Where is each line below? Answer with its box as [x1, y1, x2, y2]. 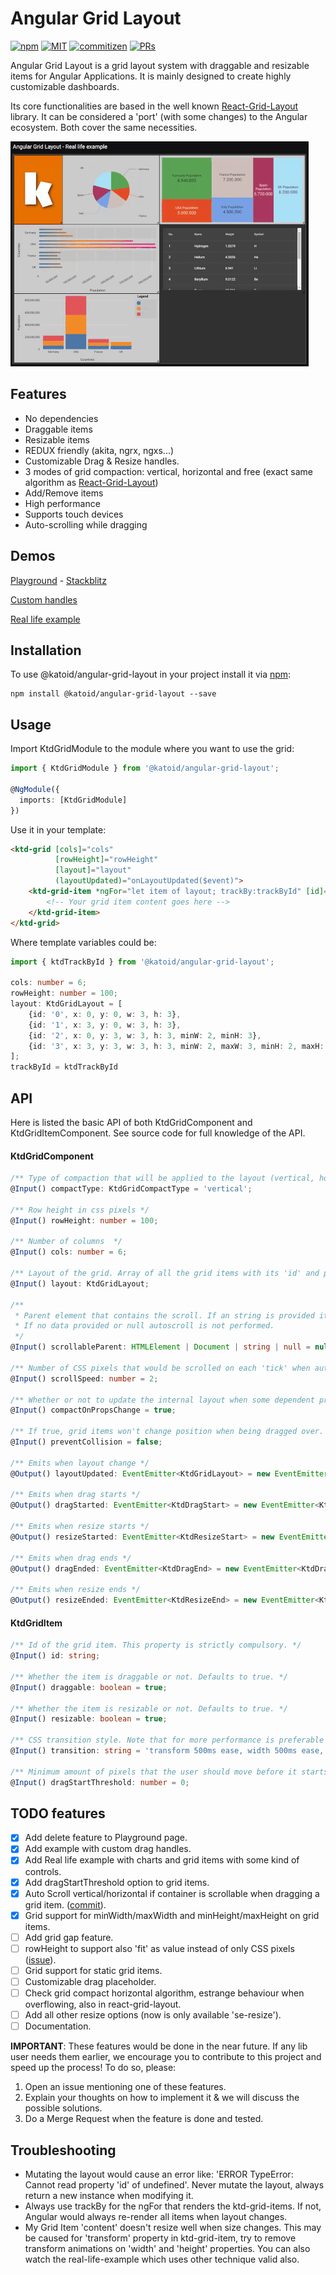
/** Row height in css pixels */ [10, 1205, 150, 1215]
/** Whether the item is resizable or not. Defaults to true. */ [10, 1703, 288, 1714]
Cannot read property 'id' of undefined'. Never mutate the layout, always [24, 2178, 325, 2191]
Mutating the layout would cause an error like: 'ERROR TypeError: [24, 2168, 294, 2180]
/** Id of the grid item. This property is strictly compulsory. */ [10, 1640, 302, 1651]
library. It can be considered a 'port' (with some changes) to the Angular [10, 110, 308, 122]
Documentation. [24, 2020, 92, 2032]
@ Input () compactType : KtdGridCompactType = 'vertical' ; [10, 1184, 253, 1194]
